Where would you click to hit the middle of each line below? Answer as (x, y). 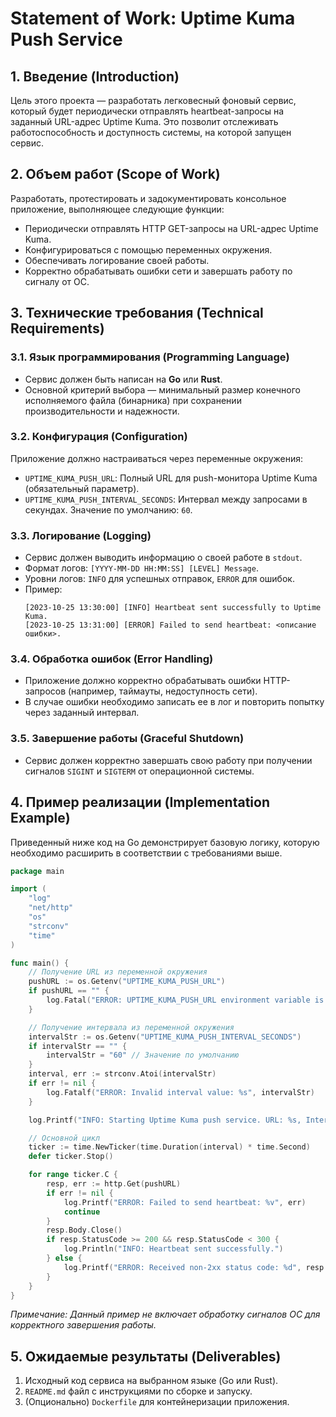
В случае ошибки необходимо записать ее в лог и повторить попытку (174, 702)
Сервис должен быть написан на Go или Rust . (123, 379)
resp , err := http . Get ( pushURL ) (114, 1184)
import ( (28, 889)
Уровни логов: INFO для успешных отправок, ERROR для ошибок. (159, 579)
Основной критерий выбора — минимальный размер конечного (162, 389)
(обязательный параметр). (82, 488)
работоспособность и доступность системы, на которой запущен (151, 132)
